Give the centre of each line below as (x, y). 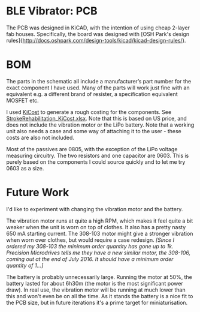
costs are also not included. (40, 137)
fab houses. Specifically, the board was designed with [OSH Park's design (98, 34)
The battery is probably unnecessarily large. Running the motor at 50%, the (99, 277)
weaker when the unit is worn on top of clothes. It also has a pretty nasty (96, 227)
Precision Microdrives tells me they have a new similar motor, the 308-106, (99, 253)
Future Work (38, 193)
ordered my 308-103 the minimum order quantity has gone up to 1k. (90, 246)
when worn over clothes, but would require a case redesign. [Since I (90, 240)
